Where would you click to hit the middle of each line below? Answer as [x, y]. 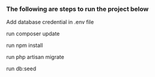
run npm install [25, 45]
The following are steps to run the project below [77, 9]
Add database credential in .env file [50, 22]
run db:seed [21, 69]
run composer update [33, 34]
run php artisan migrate [35, 57]
